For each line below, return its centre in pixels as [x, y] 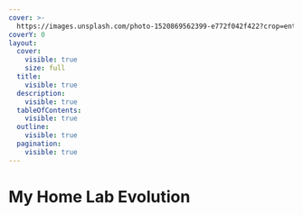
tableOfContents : [49, 110]
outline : [33, 127]
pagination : [39, 144]
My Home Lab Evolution [99, 196]
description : [41, 93]
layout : [23, 43]
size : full [45, 69]
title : [29, 77]
